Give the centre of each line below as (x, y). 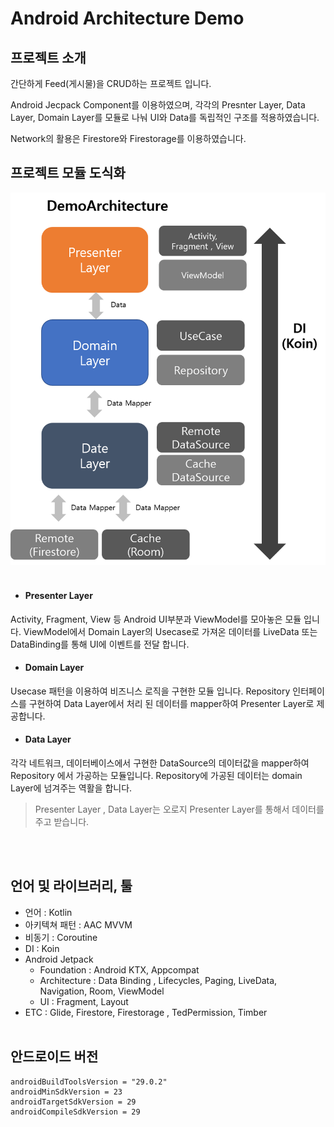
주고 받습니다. (62, 822)
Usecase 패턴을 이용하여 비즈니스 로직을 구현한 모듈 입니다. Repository (150, 691)
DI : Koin (42, 948)
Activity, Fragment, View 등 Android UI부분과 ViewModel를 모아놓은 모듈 (156, 619)
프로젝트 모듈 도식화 (68, 173)
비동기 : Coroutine (61, 937)
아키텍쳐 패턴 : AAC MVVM (78, 924)
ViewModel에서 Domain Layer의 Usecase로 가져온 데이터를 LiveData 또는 (170, 631)
